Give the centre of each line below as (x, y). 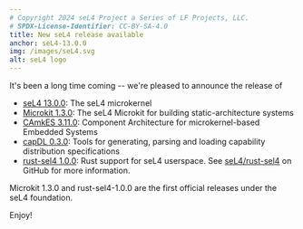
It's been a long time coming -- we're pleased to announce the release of (146, 86)
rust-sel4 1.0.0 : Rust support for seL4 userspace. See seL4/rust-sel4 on (157, 161)
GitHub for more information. (76, 170)
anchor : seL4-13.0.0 (49, 43)
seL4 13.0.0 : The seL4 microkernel (87, 103)
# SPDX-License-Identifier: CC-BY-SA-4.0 (89, 26)
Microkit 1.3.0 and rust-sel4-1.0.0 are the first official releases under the (143, 188)
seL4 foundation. (41, 197)
